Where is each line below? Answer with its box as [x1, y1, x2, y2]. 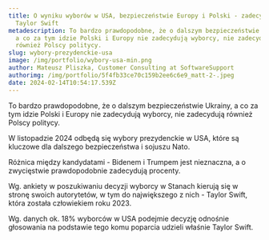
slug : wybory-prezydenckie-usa [8, 49, 113, 57]
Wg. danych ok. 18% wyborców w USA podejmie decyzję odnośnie [8, 214, 230, 223]
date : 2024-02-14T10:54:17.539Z [8, 78, 116, 86]
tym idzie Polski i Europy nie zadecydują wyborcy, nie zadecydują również [8, 109, 253, 118]
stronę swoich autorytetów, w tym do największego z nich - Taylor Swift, [8, 190, 248, 199]
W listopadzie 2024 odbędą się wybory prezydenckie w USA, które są [8, 133, 239, 142]
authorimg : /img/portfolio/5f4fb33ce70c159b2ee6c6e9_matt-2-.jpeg [8, 71, 235, 79]
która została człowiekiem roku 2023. [8, 198, 132, 208]
